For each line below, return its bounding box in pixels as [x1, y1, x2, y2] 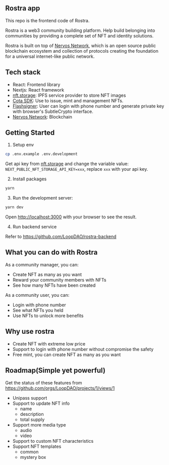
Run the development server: [12, 195, 73, 201]
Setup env [12, 142, 34, 148]
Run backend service [12, 224, 57, 230]
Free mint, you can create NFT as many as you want [12, 352, 121, 358]
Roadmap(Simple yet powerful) [5, 366, 106, 375]
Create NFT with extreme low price [12, 340, 86, 346]
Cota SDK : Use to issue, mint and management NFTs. [12, 97, 124, 103]
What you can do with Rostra [5, 248, 98, 257]
